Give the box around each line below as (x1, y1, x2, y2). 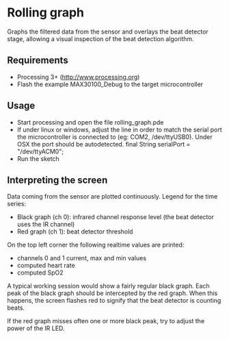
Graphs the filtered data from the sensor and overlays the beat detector (7, 27, 208, 36)
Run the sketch (16, 154, 59, 162)
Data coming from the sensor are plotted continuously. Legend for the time (7, 192, 218, 201)
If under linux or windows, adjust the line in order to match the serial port (16, 125, 222, 134)
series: (7, 200, 26, 208)
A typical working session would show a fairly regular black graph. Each (7, 282, 210, 290)
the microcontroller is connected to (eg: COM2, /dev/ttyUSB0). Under (16, 132, 213, 141)
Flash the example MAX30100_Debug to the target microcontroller (16, 80, 204, 88)
